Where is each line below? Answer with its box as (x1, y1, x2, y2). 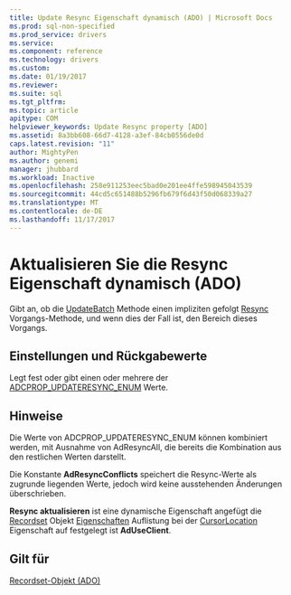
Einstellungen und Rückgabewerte (9, 348, 208, 364)
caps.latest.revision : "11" (9, 139, 116, 148)
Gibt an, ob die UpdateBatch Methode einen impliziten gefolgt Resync (9, 303, 269, 314)
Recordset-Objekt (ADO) (9, 575, 101, 586)
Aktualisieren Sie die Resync (9, 254, 229, 274)
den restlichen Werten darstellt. (9, 451, 127, 462)
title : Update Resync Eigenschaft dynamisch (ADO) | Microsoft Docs (9, 13, 273, 23)
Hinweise (9, 408, 63, 423)
